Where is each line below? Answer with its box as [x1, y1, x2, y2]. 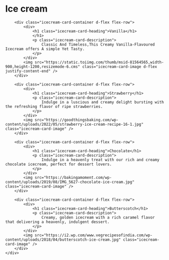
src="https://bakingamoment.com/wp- [34, 175, 112, 180]
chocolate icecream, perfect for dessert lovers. [5, 162, 112, 167]
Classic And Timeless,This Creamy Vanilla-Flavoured [41, 42, 155, 47]
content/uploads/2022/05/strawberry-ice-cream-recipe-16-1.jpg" [5, 122, 144, 127]
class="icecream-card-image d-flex [82, 64, 157, 69]
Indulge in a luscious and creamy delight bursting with [41, 99, 164, 104]
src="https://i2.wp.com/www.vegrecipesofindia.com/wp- [34, 233, 153, 238]
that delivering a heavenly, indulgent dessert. [5, 219, 110, 225]
